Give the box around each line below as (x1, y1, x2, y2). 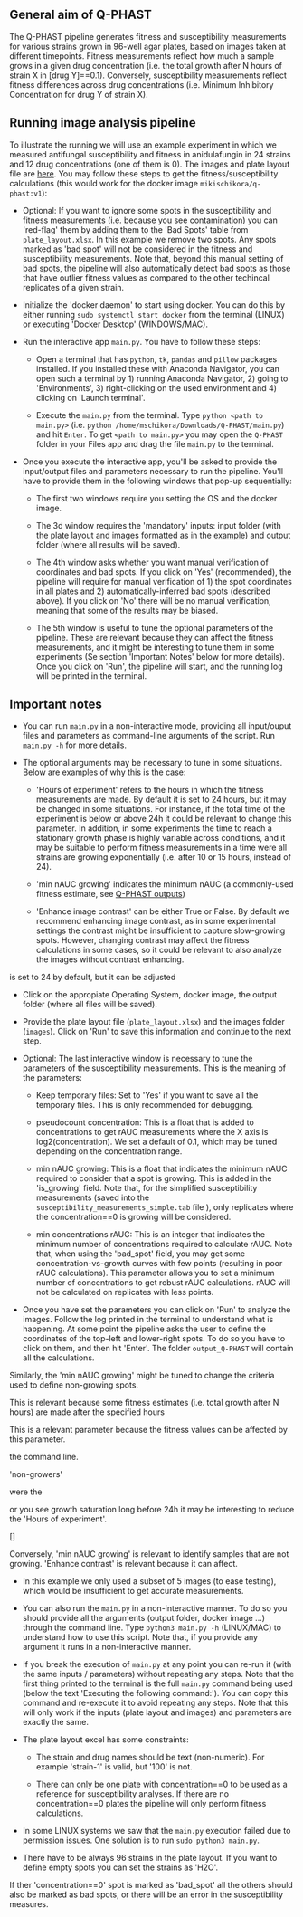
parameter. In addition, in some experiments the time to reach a (35, 823, 273, 834)
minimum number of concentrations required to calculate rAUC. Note (35, 1239, 293, 1250)
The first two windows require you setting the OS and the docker (35, 492, 278, 503)
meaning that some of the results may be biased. (35, 605, 219, 615)
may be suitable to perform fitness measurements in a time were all (35, 842, 288, 854)
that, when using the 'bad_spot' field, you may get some (35, 1248, 246, 1259)
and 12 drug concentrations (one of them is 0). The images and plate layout (9, 158, 290, 169)
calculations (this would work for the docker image (9, 177, 199, 188)
